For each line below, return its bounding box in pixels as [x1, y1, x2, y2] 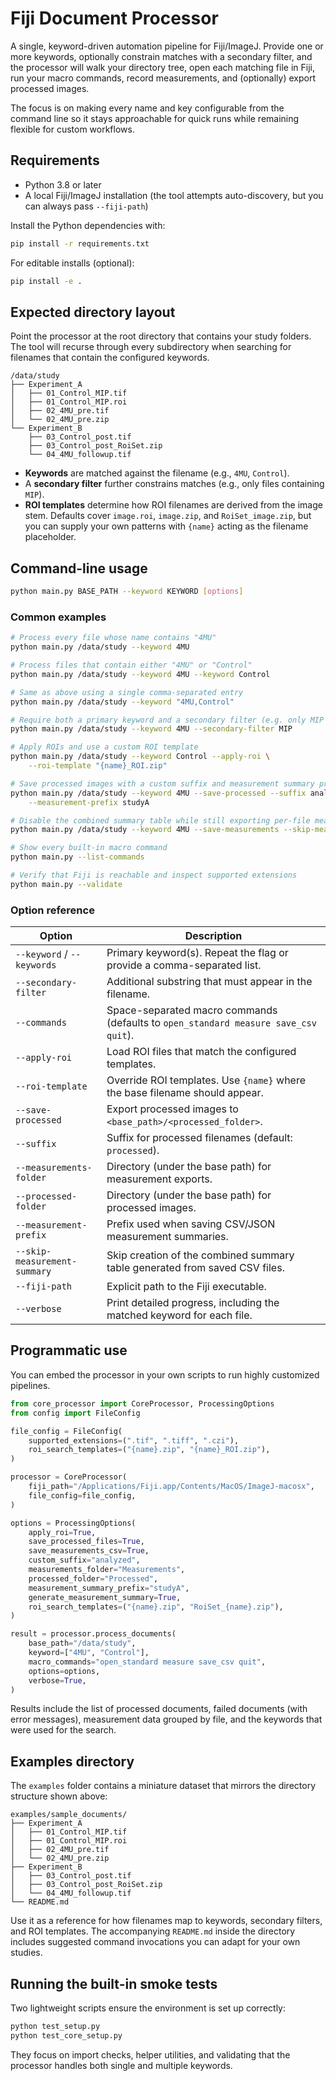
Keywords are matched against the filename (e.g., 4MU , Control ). [24, 467, 290, 479]
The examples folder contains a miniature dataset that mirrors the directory [10, 1780, 317, 1792]
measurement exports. [106, 1172, 213, 1186]
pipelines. [10, 1379, 51, 1391]
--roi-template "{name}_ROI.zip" [28, 761, 168, 771]
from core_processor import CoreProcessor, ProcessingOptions [10, 1398, 275, 1409]
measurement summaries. [106, 1230, 229, 1244]
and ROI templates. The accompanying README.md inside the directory [10, 1925, 296, 1937]
